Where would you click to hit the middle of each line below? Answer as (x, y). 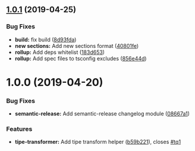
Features (19, 129)
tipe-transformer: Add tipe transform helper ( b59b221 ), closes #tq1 (98, 142)
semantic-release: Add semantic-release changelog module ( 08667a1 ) (102, 114)
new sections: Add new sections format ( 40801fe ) (77, 46)
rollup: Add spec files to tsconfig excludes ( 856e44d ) (81, 58)
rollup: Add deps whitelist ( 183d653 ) (60, 52)
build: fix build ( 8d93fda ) (45, 39)
